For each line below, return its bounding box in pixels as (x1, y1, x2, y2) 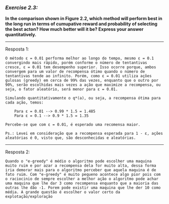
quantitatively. (5, 32, 37, 38)
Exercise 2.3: (5, 4, 38, 11)
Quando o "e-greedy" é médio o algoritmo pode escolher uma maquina (5, 159, 152, 164)
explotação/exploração (5, 194, 53, 199)
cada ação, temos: (5, 100, 44, 105)
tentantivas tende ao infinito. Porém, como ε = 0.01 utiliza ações (5, 74, 152, 79)
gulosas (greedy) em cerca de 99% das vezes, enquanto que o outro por (5, 78, 158, 83)
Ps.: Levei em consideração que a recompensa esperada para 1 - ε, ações (5, 131, 163, 136)
